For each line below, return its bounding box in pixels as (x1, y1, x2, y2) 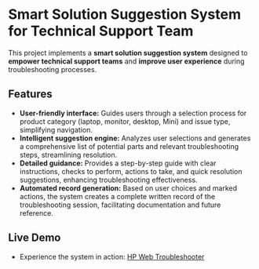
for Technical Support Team (8, 22, 194, 40)
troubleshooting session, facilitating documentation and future (19, 200, 221, 209)
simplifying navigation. (19, 125, 93, 134)
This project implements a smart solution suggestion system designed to (8, 48, 248, 57)
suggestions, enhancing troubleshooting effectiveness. (19, 175, 198, 184)
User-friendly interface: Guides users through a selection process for (19, 108, 247, 118)
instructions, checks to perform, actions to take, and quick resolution (19, 166, 243, 176)
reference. (19, 208, 53, 217)
